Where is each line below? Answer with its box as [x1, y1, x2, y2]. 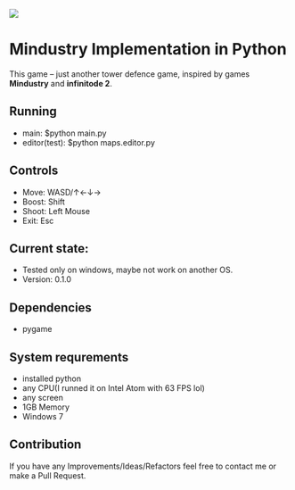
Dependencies [9, 300, 92, 315]
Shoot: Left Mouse [21, 205, 91, 216]
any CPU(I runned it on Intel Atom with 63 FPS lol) [21, 383, 205, 393]
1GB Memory [21, 402, 70, 412]
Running [9, 104, 58, 120]
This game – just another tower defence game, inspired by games [9, 68, 250, 79]
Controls [9, 163, 59, 179]
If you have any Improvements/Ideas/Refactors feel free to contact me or [9, 461, 277, 471]
